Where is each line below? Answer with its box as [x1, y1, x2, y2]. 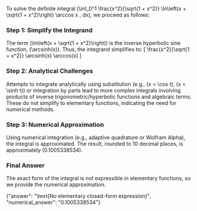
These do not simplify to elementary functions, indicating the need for [6, 99, 177, 106]
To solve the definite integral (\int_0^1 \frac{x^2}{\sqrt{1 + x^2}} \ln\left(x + [6, 5, 186, 12]
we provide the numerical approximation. [6, 181, 106, 188]
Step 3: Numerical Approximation [6, 120, 105, 129]
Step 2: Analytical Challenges [6, 67, 93, 75]
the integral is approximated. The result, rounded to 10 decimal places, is [6, 140, 183, 147]
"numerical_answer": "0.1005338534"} [6, 199, 101, 206]
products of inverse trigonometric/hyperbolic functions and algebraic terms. [6, 93, 192, 100]
